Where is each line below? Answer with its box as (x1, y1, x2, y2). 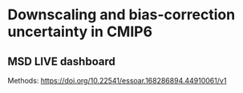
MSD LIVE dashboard (7, 55, 115, 68)
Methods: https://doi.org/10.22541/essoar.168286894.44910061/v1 (7, 76, 227, 85)
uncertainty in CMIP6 (7, 22, 153, 41)
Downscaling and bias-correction (7, 6, 236, 24)
